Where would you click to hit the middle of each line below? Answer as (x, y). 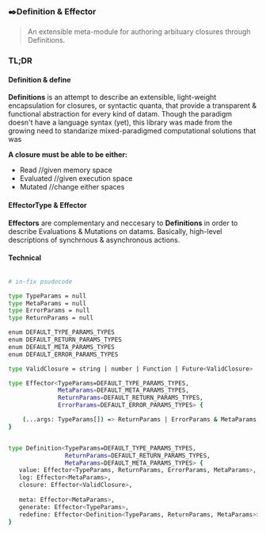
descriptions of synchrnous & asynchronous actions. (94, 240)
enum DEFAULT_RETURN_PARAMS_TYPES (65, 340)
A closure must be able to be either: (68, 155)
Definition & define (40, 79)
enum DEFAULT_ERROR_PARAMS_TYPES (63, 355)
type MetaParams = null (47, 303)
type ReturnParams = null (51, 318)
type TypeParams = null (47, 296)
